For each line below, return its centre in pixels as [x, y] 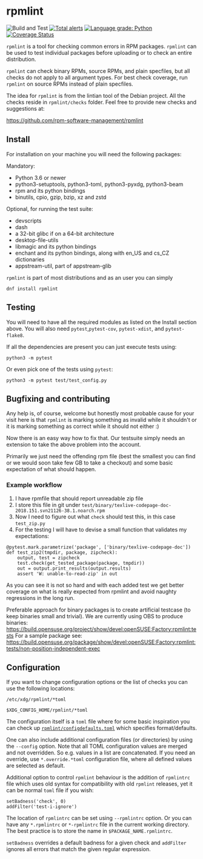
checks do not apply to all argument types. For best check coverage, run [97, 77]
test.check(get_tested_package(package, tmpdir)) [81, 563]
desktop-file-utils [37, 240]
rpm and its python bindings [50, 190]
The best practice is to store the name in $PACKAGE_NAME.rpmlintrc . [89, 831]
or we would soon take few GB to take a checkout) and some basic [90, 463]
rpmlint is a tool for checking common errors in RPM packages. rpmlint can [101, 46]
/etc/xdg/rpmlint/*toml [36, 700]
